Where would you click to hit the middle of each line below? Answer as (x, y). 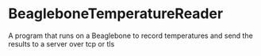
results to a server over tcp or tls (61, 43)
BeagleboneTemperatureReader (116, 14)
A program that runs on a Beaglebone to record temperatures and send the (131, 35)
